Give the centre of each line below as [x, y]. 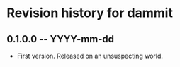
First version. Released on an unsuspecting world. [90, 56]
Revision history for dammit [90, 13]
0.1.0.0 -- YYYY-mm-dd [61, 39]
